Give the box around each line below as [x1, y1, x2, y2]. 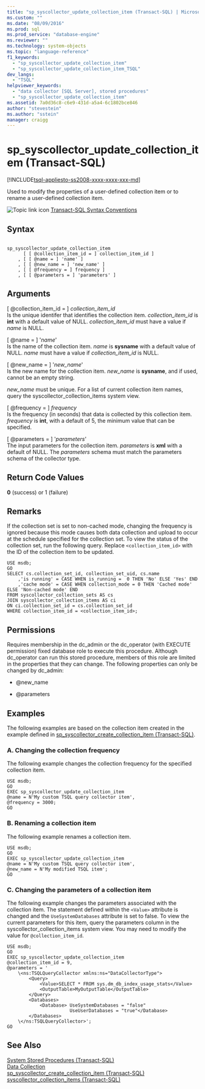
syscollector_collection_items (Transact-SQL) [7, 1076, 121, 1083]
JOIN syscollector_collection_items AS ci [7, 597, 116, 604]
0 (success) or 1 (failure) [7, 489, 69, 496]
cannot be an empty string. [7, 373, 75, 381]
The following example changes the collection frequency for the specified [7, 760, 192, 767]
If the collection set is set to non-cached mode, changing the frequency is [7, 522, 193, 530]
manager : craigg [7, 117, 48, 123]
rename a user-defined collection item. [7, 195, 104, 202]
